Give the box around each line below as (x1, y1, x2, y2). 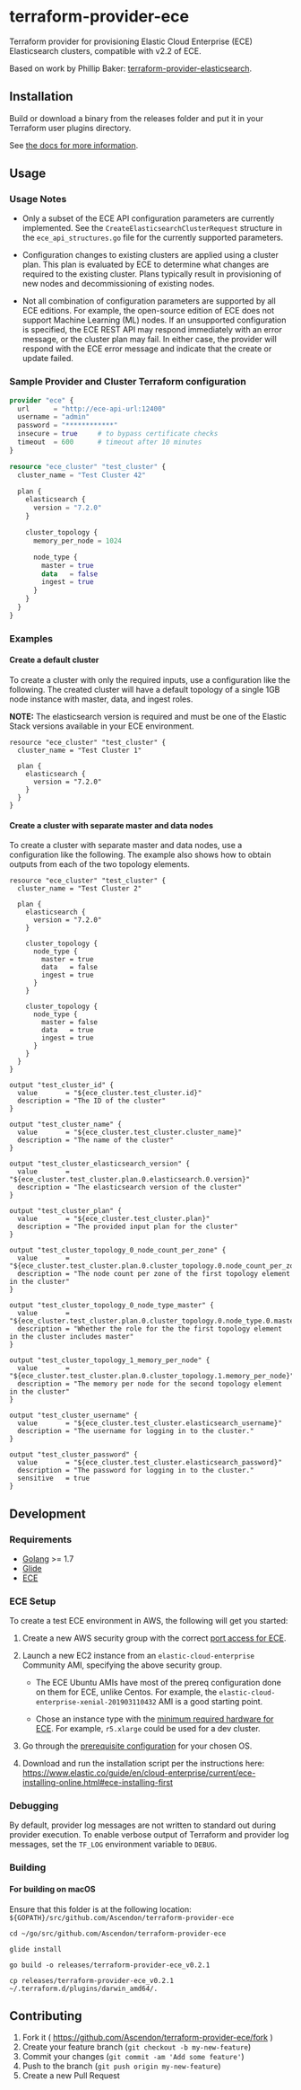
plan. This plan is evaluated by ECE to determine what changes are (21, 259, 270, 270)
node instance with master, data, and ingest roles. (9, 694, 193, 704)
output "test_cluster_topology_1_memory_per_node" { (9, 1356, 211, 1365)
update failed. (21, 353, 73, 364)
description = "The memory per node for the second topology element (17, 1379, 282, 1389)
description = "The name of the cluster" (17, 1136, 175, 1145)
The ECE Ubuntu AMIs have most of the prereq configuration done (35, 1678, 282, 1688)
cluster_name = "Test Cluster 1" (17, 746, 142, 755)
